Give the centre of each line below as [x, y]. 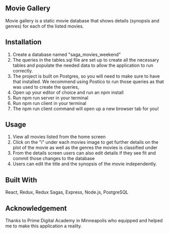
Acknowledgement [36, 208]
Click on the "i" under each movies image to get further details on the [86, 142]
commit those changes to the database [54, 159]
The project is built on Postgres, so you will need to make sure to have [86, 76]
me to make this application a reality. [44, 226]
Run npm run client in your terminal [49, 103]
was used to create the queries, [46, 87]
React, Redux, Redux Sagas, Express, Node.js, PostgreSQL [67, 192]
